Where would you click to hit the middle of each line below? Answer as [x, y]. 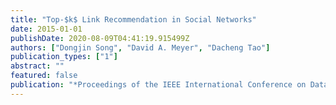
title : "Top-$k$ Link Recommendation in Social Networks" [133, 19]
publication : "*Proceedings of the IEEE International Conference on [158, 85]
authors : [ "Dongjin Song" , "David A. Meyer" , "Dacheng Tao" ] [140, 47]
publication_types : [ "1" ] [64, 57]
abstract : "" [37, 66]
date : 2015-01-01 [46, 29]
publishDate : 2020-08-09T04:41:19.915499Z [100, 38]
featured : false [44, 76]
